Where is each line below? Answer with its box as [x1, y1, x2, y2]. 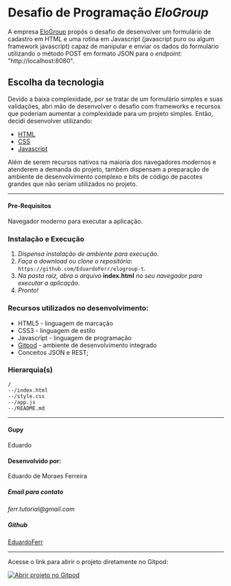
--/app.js [8, 399, 36, 406]
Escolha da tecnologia [8, 77, 105, 89]
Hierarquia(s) [8, 365, 53, 375]
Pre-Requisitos [8, 202, 52, 210]
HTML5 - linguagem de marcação [17, 319, 114, 327]
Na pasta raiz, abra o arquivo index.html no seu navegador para [17, 272, 203, 280]
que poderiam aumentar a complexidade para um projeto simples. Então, [8, 109, 214, 117]
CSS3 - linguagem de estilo [17, 326, 95, 334]
